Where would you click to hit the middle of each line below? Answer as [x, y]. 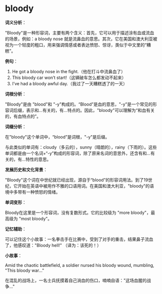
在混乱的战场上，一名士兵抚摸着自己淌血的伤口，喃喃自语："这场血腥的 [76, 280]
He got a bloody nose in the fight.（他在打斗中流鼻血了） [69, 71]
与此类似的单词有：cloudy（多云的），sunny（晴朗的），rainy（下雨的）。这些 [81, 147]
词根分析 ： [16, 94]
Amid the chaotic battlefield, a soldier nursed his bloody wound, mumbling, [80, 265]
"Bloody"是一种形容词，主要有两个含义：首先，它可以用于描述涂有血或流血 [80, 32]
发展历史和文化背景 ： [26, 170]
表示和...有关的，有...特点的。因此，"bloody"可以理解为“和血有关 [90, 110]
